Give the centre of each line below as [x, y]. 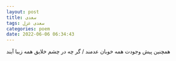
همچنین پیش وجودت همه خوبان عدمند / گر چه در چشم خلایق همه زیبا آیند [88, 51]
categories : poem [28, 29]
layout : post [23, 12]
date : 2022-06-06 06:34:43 [40, 34]
